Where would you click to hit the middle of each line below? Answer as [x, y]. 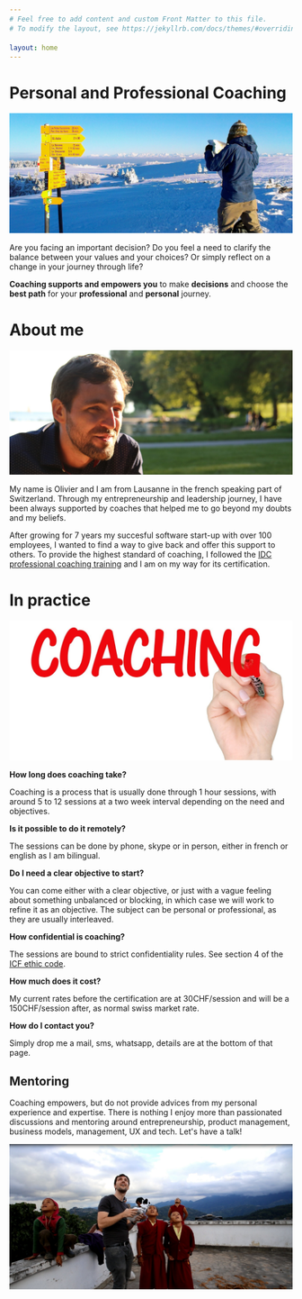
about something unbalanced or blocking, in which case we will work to [142, 900]
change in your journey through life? [76, 267]
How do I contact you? [52, 1026]
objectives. [30, 812]
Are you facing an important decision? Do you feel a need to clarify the [140, 248]
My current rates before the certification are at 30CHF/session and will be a [149, 999]
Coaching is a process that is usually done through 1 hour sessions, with [143, 792]
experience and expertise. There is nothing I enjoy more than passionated [146, 1113]
